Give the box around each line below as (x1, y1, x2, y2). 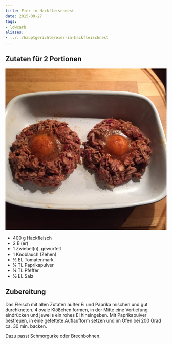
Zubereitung (5, 288, 46, 296)
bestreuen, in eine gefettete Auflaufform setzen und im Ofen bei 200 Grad (5, 317, 161, 324)
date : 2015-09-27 (5, 13, 42, 19)
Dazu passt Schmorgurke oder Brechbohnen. (5, 333, 101, 339)
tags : (5, 19, 17, 24)
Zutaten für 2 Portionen (5, 55, 82, 63)
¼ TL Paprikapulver (12, 262, 54, 268)
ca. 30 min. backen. (5, 323, 47, 329)
